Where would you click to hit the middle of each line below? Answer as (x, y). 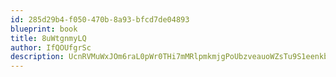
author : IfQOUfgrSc (51, 47)
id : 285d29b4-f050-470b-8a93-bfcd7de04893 (100, 19)
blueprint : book (44, 29)
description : (37, 57)
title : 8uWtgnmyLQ (48, 38)
